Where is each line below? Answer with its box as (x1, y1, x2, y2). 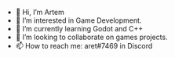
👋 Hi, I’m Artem (15, 8, 65, 16)
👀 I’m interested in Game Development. (15, 16, 142, 25)
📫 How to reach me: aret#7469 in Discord (15, 42, 153, 50)
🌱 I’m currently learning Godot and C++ (15, 24, 144, 33)
